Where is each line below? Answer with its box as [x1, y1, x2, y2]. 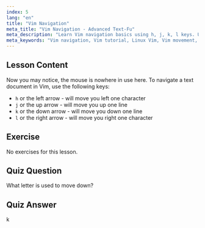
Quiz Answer [6, 199, 57, 210]
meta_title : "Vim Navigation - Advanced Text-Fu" [6, 26, 135, 32]
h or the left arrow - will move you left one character [15, 94, 146, 101]
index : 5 [6, 9, 29, 15]
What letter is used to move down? [6, 182, 93, 189]
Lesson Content [6, 60, 68, 70]
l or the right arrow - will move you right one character [15, 114, 153, 121]
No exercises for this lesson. [6, 148, 78, 155]
